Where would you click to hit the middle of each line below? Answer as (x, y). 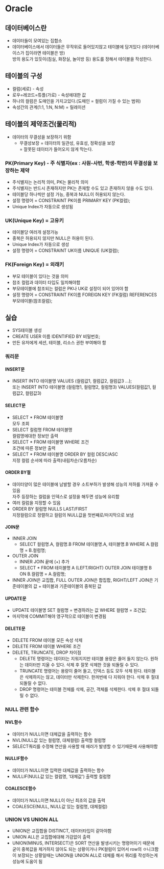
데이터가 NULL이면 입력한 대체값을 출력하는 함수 (59, 770)
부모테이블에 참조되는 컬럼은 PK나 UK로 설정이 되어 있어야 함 (70, 288)
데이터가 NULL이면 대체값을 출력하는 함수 (52, 734)
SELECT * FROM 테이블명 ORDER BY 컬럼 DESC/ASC (65, 454)
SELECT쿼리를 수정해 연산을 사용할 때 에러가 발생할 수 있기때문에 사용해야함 (85, 746)
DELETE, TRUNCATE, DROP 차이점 (47, 652)
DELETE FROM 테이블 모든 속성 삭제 (47, 640)
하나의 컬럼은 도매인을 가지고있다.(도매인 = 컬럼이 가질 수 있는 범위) (76, 101)
